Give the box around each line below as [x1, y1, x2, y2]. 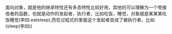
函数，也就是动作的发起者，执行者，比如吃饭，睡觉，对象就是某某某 [18, 10, 162, 16]
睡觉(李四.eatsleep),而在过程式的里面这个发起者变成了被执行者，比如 [9, 17, 155, 22]
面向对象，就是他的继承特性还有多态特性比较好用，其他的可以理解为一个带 [5, 4, 162, 10]
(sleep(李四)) [5, 23, 33, 29]
